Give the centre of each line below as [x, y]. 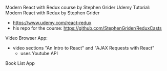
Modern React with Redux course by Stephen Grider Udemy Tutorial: [78, 7]
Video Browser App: [26, 38]
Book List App [20, 63]
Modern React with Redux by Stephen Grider [53, 13]
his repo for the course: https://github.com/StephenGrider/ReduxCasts [87, 28]
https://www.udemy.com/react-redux [52, 23]
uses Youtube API [39, 53]
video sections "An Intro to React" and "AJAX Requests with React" [83, 48]
